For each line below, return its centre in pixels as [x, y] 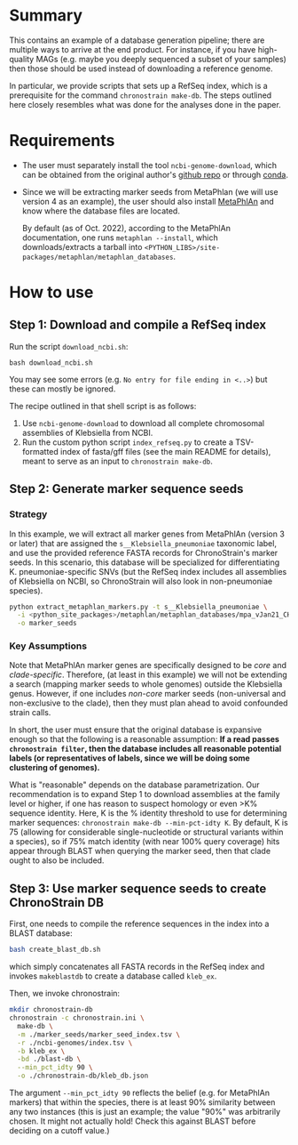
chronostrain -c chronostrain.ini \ [77, 1018]
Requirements [62, 141]
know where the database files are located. [101, 211]
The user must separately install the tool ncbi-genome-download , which [149, 165]
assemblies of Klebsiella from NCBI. [87, 432]
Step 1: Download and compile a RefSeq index [138, 325]
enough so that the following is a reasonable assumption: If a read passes [144, 739]
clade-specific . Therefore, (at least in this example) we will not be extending [149, 675]
